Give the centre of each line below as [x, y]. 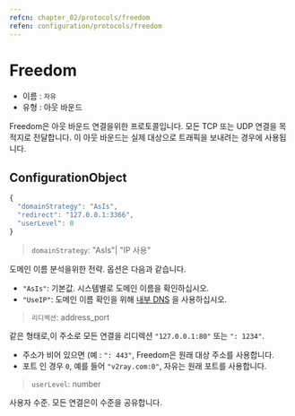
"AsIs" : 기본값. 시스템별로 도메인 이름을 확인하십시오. [116, 288]
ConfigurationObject [68, 177]
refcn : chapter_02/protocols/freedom [80, 17]
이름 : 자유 [39, 96]
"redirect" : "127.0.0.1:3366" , [76, 215]
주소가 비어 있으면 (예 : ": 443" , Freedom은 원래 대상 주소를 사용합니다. [148, 354]
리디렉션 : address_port [70, 317]
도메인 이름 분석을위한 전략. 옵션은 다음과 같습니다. [98, 269]
